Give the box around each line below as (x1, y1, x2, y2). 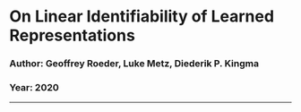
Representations (9, 25, 136, 46)
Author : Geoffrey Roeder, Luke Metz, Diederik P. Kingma (9, 57, 260, 70)
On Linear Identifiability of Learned (9, 6, 275, 27)
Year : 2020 (9, 82, 60, 94)
